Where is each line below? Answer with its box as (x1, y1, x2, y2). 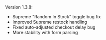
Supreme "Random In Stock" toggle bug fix (12, 14, 101, 19)
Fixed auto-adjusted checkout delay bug (12, 24, 96, 30)
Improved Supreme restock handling (12, 19, 87, 25)
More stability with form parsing (12, 30, 78, 35)
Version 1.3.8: (5, 4, 33, 10)
